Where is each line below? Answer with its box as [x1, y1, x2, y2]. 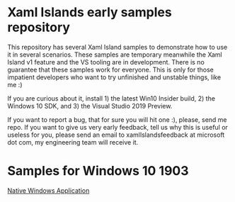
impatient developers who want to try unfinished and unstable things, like [7, 72, 222, 82]
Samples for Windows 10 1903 [7, 163, 189, 179]
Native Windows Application [7, 186, 90, 195]
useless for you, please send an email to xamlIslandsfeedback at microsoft [7, 130, 225, 139]
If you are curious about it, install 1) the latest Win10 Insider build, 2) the [7, 94, 216, 103]
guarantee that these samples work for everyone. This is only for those [7, 65, 214, 74]
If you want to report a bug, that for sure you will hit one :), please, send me [7, 115, 228, 124]
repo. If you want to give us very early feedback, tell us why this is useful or [7, 123, 229, 131]
